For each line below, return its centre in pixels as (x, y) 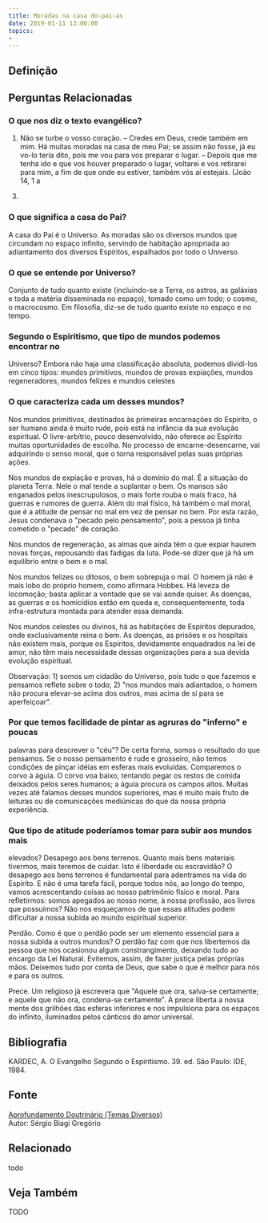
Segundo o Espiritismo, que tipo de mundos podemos (114, 336)
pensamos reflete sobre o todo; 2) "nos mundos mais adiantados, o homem (133, 685)
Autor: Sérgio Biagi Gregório (55, 1123)
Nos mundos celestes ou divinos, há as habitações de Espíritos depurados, (132, 626)
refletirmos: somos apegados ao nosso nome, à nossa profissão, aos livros (132, 900)
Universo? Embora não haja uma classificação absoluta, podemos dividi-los (133, 364)
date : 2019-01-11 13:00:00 (53, 23)
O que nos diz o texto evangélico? (75, 120)
